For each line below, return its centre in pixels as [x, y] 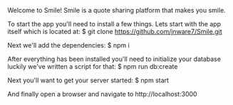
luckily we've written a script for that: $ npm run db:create [93, 66]
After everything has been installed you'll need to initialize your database [114, 59]
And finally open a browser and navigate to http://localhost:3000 [102, 94]
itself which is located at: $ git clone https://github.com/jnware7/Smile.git [115, 32]
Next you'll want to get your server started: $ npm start [88, 80]
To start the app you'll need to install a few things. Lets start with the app [114, 24]
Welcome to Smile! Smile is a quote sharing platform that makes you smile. [116, 10]
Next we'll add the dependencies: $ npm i [68, 45]
